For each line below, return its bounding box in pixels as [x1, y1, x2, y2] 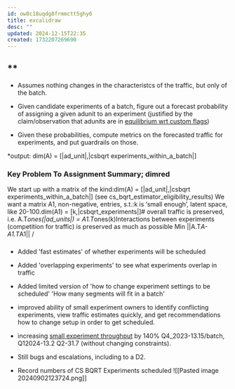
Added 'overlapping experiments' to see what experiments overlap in [17, 261, 217, 270]
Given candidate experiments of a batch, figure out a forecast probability [17, 102, 228, 110]
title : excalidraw [7, 17, 61, 24]
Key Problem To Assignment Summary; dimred [7, 169, 170, 179]
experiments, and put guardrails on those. [17, 138, 139, 146]
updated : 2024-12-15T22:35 [7, 29, 86, 37]
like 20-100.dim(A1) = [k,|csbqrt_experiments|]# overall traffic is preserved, [7, 208, 224, 216]
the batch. [17, 88, 48, 97]
